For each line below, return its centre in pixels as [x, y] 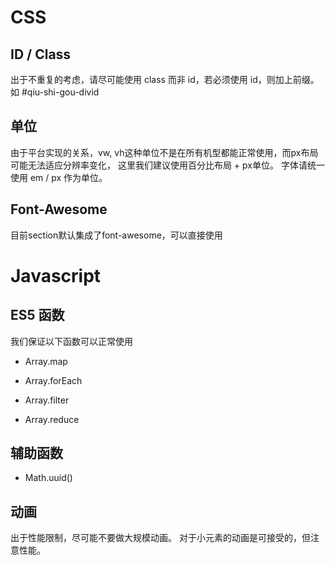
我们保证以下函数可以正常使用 [71, 341]
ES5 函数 [37, 315]
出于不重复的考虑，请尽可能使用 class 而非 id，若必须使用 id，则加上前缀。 [165, 79]
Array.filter [47, 400]
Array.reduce [52, 419]
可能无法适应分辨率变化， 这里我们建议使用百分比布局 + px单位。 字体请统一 [167, 165]
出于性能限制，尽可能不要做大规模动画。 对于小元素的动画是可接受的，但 [160, 538]
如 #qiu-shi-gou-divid [55, 92]
